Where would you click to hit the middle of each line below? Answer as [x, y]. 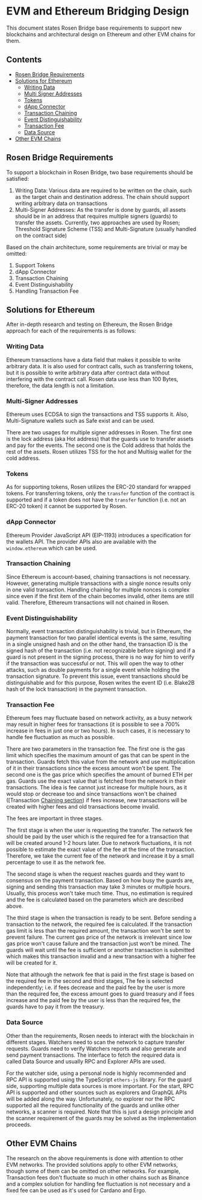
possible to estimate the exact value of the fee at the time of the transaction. [101, 849]
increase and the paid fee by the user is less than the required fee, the [93, 1000]
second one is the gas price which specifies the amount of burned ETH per [99, 775]
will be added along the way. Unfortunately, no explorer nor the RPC [91, 1098]
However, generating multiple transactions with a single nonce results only [99, 583]
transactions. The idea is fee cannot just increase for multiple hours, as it [97, 787]
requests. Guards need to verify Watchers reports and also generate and [96, 1048]
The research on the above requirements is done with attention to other [95, 1158]
